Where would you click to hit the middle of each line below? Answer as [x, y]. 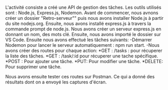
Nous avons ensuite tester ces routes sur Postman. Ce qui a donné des [80, 77]
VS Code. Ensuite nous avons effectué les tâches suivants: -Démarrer [79, 40]
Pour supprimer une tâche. [33, 67]
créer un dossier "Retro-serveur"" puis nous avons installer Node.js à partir [85, 18]
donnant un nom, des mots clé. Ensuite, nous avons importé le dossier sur [83, 34]
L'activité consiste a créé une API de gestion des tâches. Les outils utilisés [83, 7]
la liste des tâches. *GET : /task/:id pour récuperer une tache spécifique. [82, 56]
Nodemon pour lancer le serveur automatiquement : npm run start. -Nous [82, 45]
